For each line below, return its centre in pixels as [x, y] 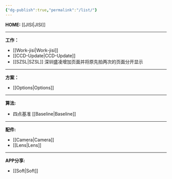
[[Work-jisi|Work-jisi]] [35, 50]
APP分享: [15, 160]
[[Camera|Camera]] [34, 140]
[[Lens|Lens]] [27, 145]
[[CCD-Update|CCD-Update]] [44, 55]
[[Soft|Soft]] [25, 171]
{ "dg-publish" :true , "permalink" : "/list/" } [51, 10]
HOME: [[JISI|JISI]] [26, 25]
